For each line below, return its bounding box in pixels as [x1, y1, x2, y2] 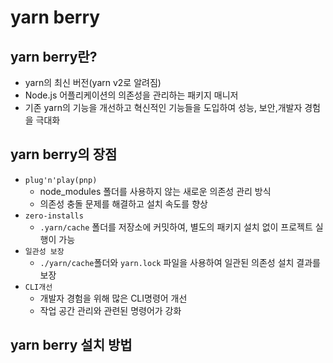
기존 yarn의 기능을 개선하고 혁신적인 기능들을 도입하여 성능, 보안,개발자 [24, 102, 303, 113]
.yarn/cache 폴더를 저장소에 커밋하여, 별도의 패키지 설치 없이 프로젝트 [39, 221, 313, 233]
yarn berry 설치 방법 [10, 337, 133, 354]
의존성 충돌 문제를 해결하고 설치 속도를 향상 [39, 197, 208, 210]
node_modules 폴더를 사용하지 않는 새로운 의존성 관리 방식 [39, 185, 272, 197]
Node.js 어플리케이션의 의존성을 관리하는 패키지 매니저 [24, 89, 239, 101]
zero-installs [24, 211, 84, 221]
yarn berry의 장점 [10, 146, 118, 163]
